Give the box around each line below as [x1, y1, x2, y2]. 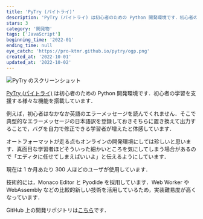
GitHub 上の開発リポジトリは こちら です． [6, 206, 110, 214]
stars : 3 [6, 20, 28, 26]
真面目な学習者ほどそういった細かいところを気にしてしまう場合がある [16, 145, 192, 153]
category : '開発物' [6, 25, 53, 32]
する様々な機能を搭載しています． [11, 97, 97, 104]
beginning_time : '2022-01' [6, 37, 74, 43]
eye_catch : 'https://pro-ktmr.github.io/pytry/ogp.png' [6, 48, 150, 54]
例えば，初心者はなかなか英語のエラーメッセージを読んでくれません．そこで [6, 110, 196, 117]
